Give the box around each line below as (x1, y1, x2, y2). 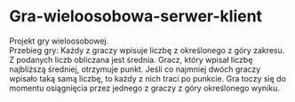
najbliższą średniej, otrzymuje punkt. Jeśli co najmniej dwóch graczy (9, 64, 261, 75)
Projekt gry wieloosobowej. (9, 35, 109, 46)
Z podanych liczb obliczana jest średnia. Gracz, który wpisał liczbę (9, 54, 253, 65)
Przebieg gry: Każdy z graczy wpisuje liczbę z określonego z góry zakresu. (9, 44, 285, 55)
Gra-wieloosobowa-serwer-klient (9, 6, 263, 27)
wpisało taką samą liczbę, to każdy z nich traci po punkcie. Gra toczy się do (9, 73, 287, 83)
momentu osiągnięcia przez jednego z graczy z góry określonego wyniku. (9, 82, 280, 93)
